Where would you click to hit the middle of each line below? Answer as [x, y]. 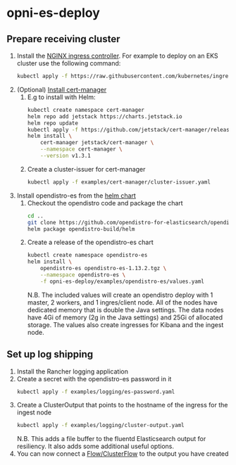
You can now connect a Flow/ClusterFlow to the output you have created [123, 454]
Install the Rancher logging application [72, 371]
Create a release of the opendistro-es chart [90, 242]
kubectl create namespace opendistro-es [87, 255]
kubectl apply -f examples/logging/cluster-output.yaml [100, 426]
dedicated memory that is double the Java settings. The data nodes [125, 310]
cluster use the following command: [69, 63]
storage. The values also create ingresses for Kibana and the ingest [125, 324]
